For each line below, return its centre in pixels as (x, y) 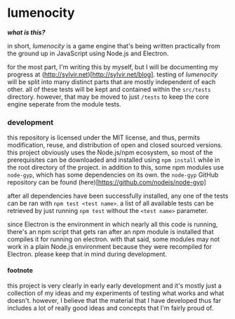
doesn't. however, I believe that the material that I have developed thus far (114, 301)
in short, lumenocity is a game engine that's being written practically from (114, 46)
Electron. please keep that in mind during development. (87, 254)
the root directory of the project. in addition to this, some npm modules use (116, 168)
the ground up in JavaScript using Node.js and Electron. (88, 53)
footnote (20, 270)
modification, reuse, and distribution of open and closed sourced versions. (115, 145)
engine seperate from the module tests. (64, 104)
